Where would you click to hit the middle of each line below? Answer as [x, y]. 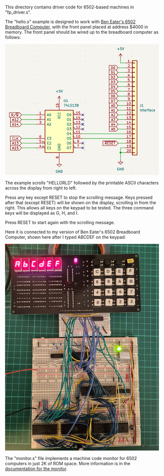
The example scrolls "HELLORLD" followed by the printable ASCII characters [82, 183]
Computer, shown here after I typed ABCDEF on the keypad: [65, 237]
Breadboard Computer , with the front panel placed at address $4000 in [77, 27]
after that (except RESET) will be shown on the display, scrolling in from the [81, 203]
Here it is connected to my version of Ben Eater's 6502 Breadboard [73, 232]
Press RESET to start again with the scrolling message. [60, 222]
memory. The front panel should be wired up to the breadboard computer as [82, 32]
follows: [13, 37]
